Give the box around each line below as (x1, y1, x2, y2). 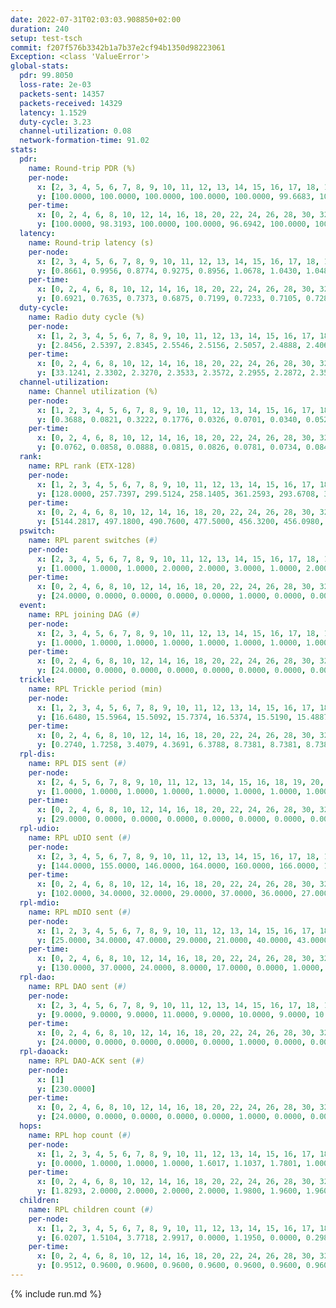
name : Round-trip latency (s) (28, 237, 155, 248)
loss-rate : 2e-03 (19, 80, 92, 90)
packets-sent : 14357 (19, 89, 105, 99)
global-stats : (10, 61, 70, 71)
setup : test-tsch (10, 33, 83, 43)
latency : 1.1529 (19, 107, 87, 118)
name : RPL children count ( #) (28, 1204, 155, 1215)
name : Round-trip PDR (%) (28, 163, 137, 173)
